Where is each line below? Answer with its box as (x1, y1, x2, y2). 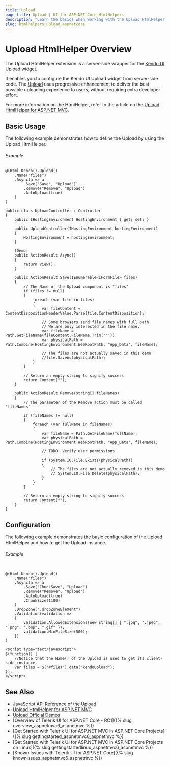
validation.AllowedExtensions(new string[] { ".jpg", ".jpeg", (23, 620, 160, 626)
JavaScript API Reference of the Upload (12, 701, 97, 707)
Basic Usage (5, 122, 46, 130)
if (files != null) (23, 289, 65, 294)
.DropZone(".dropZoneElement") (14, 607, 81, 612)
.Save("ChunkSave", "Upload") (23, 585, 88, 590)
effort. (5, 92, 19, 98)
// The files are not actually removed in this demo (50, 467, 165, 472)
